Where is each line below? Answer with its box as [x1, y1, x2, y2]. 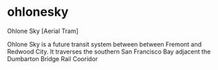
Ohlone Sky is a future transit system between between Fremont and [7, 40, 202, 48]
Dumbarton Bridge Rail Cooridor [7, 54, 98, 62]
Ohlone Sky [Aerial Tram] [7, 27, 79, 35]
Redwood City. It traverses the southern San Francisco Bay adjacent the [7, 47, 211, 56]
